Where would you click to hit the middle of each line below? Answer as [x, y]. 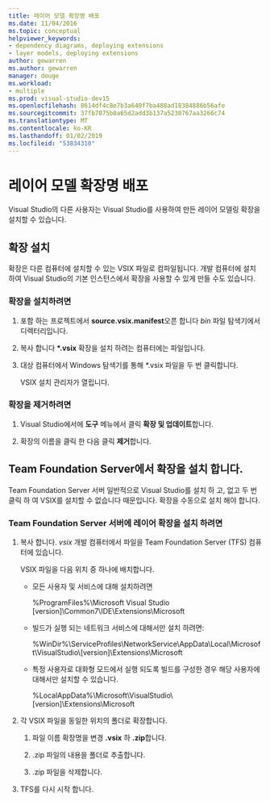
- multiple [27, 91]
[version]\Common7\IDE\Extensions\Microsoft [108, 611]
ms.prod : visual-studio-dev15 [59, 98]
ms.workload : [30, 83]
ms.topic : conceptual [45, 31]
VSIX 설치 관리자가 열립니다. [65, 382]
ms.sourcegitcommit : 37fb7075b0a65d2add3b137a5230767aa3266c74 [117, 114]
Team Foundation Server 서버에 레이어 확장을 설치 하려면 [116, 523]
